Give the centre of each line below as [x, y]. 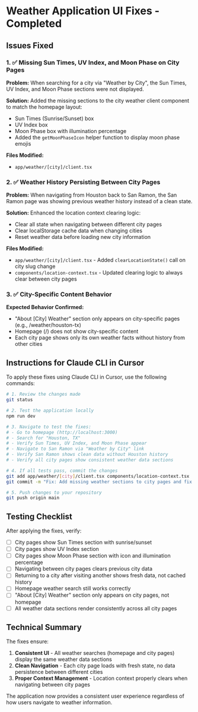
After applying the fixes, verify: [44, 531]
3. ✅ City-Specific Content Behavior [59, 294]
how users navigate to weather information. [59, 702]
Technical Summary [44, 627]
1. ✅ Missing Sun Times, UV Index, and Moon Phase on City [93, 62]
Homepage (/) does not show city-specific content [76, 332]
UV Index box [31, 125]
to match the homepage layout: [44, 107]
